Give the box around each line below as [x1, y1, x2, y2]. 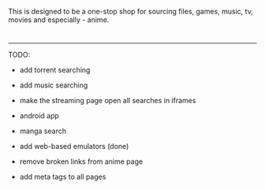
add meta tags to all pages [19, 172, 106, 182]
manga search [19, 126, 67, 136]
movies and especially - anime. [8, 15, 110, 24]
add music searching [19, 80, 88, 90]
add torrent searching [19, 65, 91, 75]
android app [19, 111, 59, 120]
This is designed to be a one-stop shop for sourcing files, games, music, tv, [8, 7, 254, 16]
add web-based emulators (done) [19, 142, 129, 151]
